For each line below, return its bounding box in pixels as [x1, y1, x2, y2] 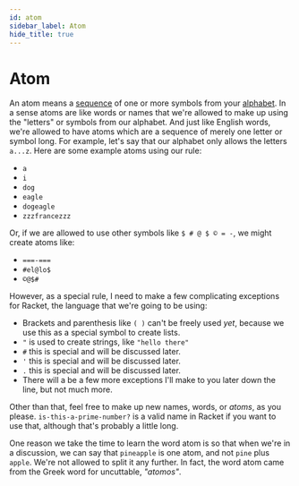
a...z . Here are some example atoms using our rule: [9, 145, 202, 157]
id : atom [9, 13, 42, 22]
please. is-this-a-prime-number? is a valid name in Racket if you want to [9, 411, 277, 422]
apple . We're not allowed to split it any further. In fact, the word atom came [9, 457, 285, 468]
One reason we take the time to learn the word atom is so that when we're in [9, 438, 291, 448]
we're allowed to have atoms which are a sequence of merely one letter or [9, 126, 283, 137]
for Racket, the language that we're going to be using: [9, 301, 208, 311]
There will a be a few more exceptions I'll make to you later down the [21, 375, 276, 386]
